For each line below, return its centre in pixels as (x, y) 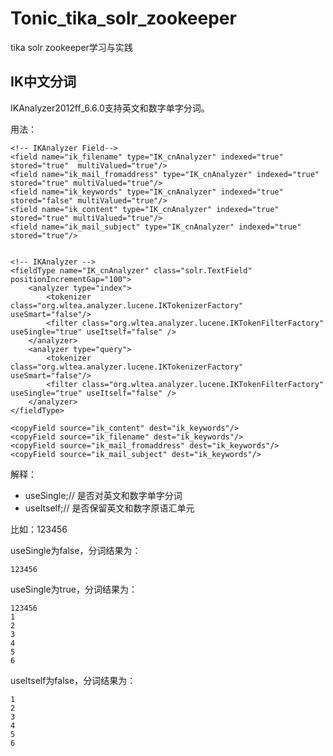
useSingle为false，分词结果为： (76, 550)
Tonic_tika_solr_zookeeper (123, 18)
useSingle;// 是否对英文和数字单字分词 (103, 495)
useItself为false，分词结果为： (73, 680)
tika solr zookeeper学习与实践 (71, 47)
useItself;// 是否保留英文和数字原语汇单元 (109, 508)
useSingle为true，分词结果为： (74, 589)
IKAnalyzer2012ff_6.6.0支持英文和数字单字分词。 (110, 108)
